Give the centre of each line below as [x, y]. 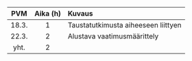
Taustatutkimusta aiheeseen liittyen [124, 25]
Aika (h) [48, 13]
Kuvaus [80, 13]
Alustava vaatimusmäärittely [113, 36]
